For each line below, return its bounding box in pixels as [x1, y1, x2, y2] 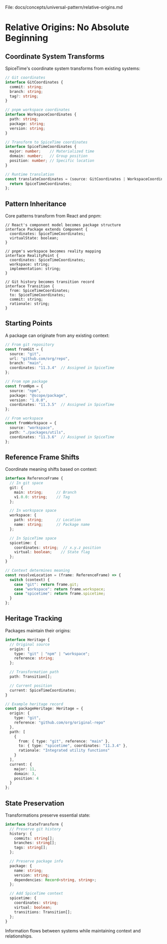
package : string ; [9, 121, 46, 126]
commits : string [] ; [14, 836, 55, 841]
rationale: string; [9, 301, 50, 306]
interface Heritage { [5, 637, 50, 642]
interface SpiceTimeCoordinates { [5, 144, 77, 149]
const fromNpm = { [5, 383, 43, 389]
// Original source [9, 642, 50, 647]
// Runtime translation [5, 172, 55, 177]
